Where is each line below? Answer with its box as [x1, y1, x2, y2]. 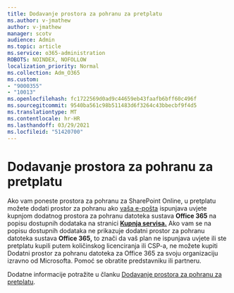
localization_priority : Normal [7, 63, 99, 70]
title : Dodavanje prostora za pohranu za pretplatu [7, 10, 162, 18]
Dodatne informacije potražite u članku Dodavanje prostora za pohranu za [7, 270, 222, 279]
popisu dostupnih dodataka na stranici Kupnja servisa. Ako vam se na [7, 219, 211, 227]
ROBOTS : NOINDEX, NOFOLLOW [7, 56, 87, 63]
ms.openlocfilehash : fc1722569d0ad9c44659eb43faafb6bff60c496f [7, 96, 197, 103]
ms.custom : [7, 75, 39, 83]
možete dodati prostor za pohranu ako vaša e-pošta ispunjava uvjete [7, 204, 207, 213]
